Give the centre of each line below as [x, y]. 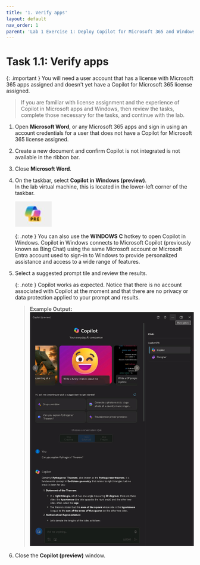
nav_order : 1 [22, 25]
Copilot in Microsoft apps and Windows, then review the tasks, [97, 109]
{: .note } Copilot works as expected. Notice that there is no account [98, 285]
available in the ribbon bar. [47, 158]
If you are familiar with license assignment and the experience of [100, 103]
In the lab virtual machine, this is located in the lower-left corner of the [101, 187]
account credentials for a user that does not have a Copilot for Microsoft [103, 133]
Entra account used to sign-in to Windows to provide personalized [96, 255]
